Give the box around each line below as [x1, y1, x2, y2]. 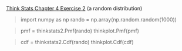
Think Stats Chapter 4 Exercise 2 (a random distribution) [6, 5, 143, 12]
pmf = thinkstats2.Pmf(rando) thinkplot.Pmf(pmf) [20, 27, 140, 34]
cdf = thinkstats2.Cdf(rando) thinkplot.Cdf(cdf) [20, 39, 134, 45]
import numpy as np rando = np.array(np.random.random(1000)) [20, 16, 177, 23]
